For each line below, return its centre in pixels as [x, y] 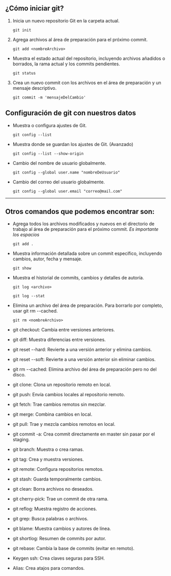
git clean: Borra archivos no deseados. [53, 489]
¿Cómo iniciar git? [35, 8]
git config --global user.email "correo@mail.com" [67, 191]
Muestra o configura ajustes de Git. [50, 125]
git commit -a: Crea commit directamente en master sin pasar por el [84, 434]
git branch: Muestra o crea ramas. [48, 449]
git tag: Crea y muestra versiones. [48, 460]
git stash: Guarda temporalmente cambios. [57, 479]
